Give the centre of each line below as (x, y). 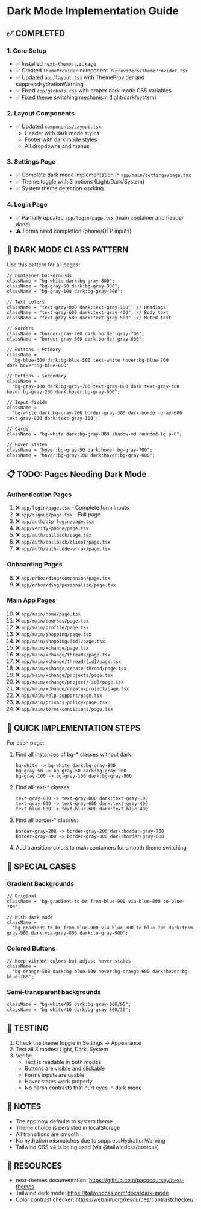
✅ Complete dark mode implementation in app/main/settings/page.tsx (103, 175)
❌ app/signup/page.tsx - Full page (58, 515)
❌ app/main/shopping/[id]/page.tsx (60, 641)
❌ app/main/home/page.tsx (48, 614)
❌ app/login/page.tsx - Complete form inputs (72, 508)
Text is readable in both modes (63, 1062)
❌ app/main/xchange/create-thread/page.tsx (71, 668)
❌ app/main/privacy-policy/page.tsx (61, 702)
